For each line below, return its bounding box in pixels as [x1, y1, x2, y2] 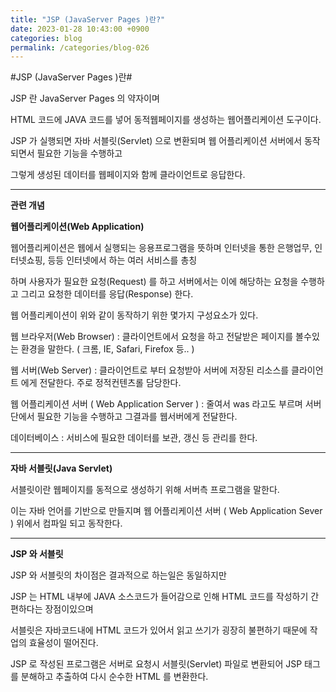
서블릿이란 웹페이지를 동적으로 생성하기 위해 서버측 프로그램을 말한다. [10, 484, 280, 496]
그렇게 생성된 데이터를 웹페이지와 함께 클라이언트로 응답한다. [10, 169, 246, 181]
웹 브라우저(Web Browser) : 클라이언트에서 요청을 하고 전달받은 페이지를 [10, 331, 294, 343]
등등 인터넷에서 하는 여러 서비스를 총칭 [47, 254, 198, 266]
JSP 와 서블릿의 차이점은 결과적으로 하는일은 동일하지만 [10, 569, 227, 581]
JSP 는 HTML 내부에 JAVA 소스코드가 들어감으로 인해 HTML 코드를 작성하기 [10, 591, 309, 603]
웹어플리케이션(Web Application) [10, 221, 145, 233]
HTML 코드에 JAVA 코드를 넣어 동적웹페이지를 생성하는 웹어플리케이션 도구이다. [10, 114, 322, 126]
